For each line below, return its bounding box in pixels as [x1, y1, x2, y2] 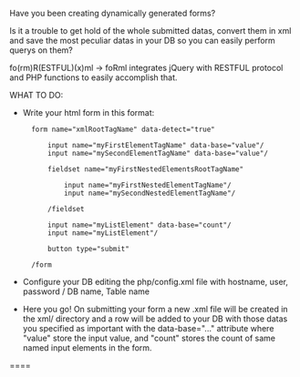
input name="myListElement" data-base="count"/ [47, 220, 232, 229]
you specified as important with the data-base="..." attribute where [22, 323, 274, 333]
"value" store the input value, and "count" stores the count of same [22, 332, 276, 343]
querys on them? [9, 45, 73, 56]
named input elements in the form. [22, 342, 152, 353]
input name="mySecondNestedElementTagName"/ [63, 188, 236, 198]
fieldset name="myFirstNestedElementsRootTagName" [47, 165, 244, 174]
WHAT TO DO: [9, 90, 64, 100]
